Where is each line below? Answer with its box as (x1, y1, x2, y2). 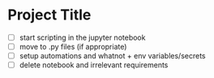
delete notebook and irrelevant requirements (19, 60, 169, 70)
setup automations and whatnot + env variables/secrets (19, 51, 206, 61)
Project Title (7, 6, 92, 24)
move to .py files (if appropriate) (19, 42, 127, 51)
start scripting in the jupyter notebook (19, 32, 146, 42)
